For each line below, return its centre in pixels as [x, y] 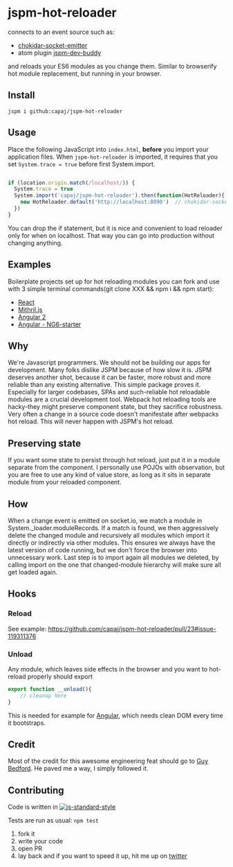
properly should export [60, 676]
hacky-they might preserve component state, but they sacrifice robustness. [115, 407]
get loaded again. [33, 572]
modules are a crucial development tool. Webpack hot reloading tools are [112, 399]
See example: [27, 629]
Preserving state [45, 443]
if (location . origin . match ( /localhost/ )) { [72, 183]
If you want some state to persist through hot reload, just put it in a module [114, 460]
